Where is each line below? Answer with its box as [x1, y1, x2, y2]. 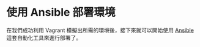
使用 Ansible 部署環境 [6, 5, 116, 19]
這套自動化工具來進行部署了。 [6, 34, 81, 41]
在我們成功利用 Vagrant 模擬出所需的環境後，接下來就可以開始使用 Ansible [6, 27, 194, 34]
